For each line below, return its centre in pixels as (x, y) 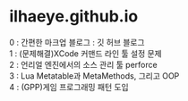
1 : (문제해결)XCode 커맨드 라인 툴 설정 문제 (86, 53)
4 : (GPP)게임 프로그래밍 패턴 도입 (69, 87)
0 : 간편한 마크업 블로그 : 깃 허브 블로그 (77, 42)
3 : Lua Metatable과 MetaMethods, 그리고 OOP (94, 76)
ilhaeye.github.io (74, 17)
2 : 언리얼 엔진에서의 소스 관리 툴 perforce (84, 64)
